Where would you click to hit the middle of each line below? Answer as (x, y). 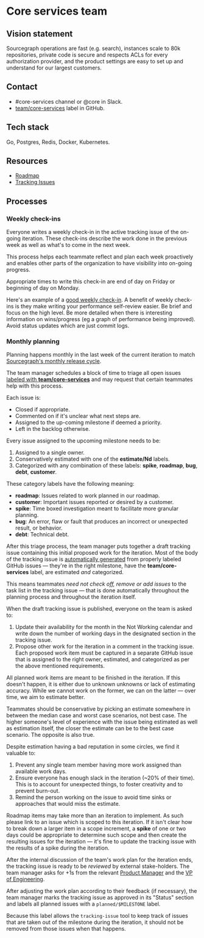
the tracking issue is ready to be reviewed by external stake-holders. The (98, 866)
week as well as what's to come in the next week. (69, 245)
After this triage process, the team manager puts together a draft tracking (98, 546)
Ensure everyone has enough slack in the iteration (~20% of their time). (105, 778)
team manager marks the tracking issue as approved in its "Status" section (100, 898)
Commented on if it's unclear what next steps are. (78, 416)
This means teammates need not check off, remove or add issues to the (97, 584)
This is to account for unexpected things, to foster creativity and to (99, 784)
